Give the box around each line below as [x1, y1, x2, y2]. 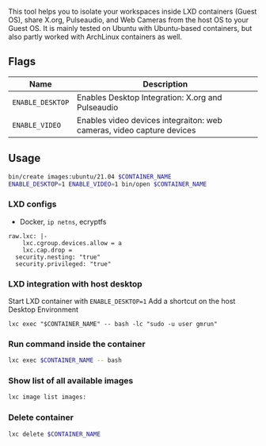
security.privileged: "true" [15, 260, 112, 268]
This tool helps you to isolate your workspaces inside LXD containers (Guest [8, 7, 257, 16]
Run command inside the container [8, 338, 146, 349]
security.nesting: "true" [15, 253, 101, 261]
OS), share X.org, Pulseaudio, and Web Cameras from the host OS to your [8, 15, 249, 25]
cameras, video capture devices [76, 125, 196, 136]
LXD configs [8, 198, 57, 210]
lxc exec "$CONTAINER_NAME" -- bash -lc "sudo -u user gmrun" [8, 320, 218, 328]
